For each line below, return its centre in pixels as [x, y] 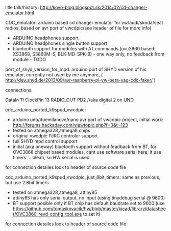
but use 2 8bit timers [27, 182]
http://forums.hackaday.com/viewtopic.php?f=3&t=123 [70, 125]
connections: [19, 90]
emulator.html [20, 13]
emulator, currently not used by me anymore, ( [54, 75]
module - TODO [29, 60]
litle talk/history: [22, 7]
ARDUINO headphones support [46, 38]
